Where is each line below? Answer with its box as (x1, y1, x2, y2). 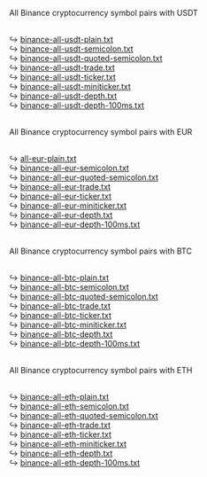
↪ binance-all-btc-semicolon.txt (9, 282, 130, 292)
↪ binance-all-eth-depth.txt (9, 448, 113, 458)
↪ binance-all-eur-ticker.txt (9, 191, 112, 201)
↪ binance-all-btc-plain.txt (9, 272, 110, 283)
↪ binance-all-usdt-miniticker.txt (9, 82, 131, 91)
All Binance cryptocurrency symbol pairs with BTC (9, 246, 193, 256)
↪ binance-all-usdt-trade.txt (9, 62, 115, 73)
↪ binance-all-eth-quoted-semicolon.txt (9, 411, 159, 420)
